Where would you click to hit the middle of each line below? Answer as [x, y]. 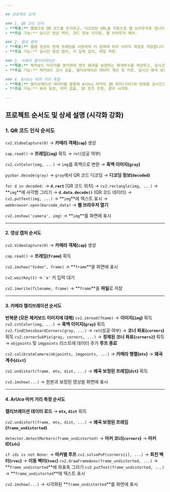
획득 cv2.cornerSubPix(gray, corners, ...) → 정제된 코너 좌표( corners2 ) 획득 [85, 337]
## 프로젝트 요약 [20, 14]
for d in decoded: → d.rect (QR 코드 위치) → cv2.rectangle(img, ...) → [82, 186]
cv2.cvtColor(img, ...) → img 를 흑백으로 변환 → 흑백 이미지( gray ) [73, 164]
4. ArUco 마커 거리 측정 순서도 [35, 399]
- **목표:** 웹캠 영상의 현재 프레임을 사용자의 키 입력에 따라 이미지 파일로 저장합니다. [86, 47]
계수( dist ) [16, 360]
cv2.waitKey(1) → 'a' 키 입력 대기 [40, 277]
